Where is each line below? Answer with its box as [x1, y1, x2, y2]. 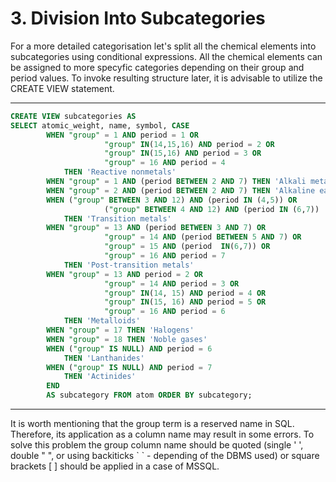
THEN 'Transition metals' [63, 213, 172, 224]
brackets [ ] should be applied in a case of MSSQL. [10, 460, 220, 472]
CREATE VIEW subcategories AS [10, 111, 137, 121]
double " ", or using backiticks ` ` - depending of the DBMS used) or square [10, 450, 320, 462]
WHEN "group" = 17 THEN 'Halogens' [46, 325, 195, 336]
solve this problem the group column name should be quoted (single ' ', [10, 439, 304, 451]
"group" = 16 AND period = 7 [104, 251, 226, 261]
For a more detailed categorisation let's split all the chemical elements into [10, 40, 317, 52]
